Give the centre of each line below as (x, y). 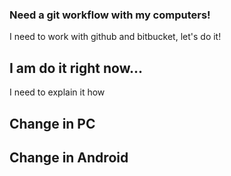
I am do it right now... (76, 68)
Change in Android (69, 157)
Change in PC (52, 123)
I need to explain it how (57, 92)
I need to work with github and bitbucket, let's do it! (115, 37)
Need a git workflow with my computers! (110, 15)
